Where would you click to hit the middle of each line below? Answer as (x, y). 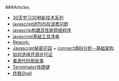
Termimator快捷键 (31, 67)
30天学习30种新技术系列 (38, 18)
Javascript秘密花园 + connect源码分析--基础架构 (63, 48)
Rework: (21, 42)
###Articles (17, 7)
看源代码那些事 (28, 61)
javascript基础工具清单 (36, 36)
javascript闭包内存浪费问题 (40, 24)
